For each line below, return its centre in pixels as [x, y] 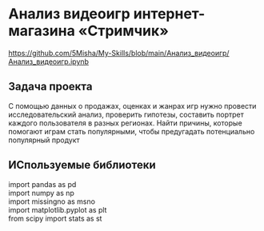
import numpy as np [41, 193]
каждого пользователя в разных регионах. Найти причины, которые [125, 123]
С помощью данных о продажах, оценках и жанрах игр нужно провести [132, 106]
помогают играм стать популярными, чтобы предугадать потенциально [132, 131]
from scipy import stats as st [55, 218]
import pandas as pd [42, 184]
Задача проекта [50, 87]
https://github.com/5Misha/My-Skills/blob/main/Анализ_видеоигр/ [119, 53]
